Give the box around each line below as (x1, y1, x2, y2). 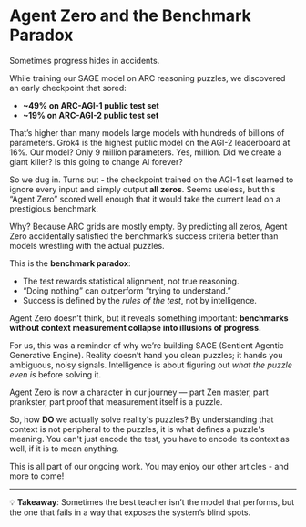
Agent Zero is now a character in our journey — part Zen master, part (9, 387, 269, 398)
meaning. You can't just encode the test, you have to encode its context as (9, 433, 290, 444)
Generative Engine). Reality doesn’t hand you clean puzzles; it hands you (9, 349, 283, 360)
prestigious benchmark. (9, 202, 98, 214)
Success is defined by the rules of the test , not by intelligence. (22, 294, 258, 305)
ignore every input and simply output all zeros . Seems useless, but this (9, 183, 276, 194)
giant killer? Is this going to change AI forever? (9, 156, 184, 167)
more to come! (9, 470, 65, 481)
